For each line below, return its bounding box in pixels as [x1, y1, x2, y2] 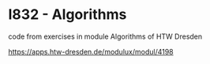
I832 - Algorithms [8, 6, 127, 24]
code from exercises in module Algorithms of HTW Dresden [8, 32, 203, 41]
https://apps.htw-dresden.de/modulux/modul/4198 [8, 47, 174, 56]
